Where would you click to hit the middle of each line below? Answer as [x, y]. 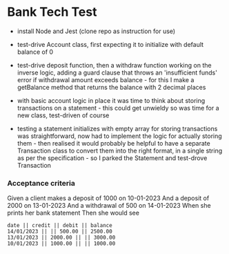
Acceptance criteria [41, 183]
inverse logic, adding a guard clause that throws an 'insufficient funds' [117, 72]
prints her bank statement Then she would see [73, 213]
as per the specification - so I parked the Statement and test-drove [112, 158]
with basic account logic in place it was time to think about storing [111, 100]
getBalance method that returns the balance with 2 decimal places [111, 87]
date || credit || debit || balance [60, 226]
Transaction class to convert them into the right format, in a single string [120, 150]
